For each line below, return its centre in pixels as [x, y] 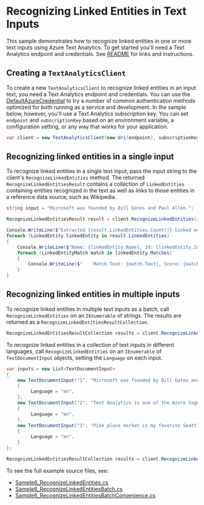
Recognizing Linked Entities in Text [97, 11]
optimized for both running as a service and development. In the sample [96, 107]
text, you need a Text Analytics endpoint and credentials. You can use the [98, 94]
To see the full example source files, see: [58, 470]
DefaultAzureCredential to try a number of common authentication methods [101, 100]
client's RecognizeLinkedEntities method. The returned [76, 178]
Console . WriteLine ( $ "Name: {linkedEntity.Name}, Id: [85, 247]
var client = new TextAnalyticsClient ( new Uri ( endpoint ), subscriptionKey [103, 138]
